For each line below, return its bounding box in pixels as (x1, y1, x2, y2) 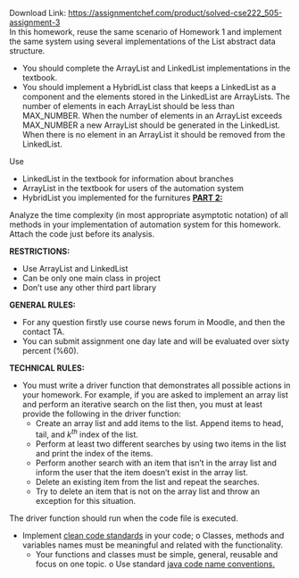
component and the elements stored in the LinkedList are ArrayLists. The (21, 91, 290, 102)
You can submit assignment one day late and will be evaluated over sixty (21, 336, 290, 347)
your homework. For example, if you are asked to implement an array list (21, 390, 288, 400)
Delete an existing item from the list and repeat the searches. (35, 476, 261, 487)
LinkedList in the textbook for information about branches (21, 173, 234, 184)
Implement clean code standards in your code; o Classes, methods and (21, 530, 285, 540)
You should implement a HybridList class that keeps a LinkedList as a (21, 82, 277, 92)
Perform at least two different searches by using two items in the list (35, 438, 287, 449)
